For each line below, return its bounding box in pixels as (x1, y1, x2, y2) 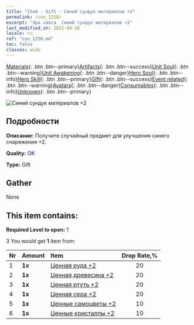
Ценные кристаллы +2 (50, 309, 115, 317)
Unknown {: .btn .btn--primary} (17, 88, 92, 95)
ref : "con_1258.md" (6, 36, 54, 42)
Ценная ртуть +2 (50, 280, 99, 289)
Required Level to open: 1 (6, 226, 69, 233)
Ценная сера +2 (50, 290, 97, 299)
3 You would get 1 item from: (6, 237, 75, 244)
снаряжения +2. (6, 138, 47, 145)
